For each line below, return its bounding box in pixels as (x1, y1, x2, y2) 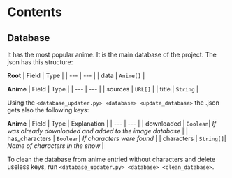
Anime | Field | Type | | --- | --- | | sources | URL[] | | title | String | (7, 85, 199, 93)
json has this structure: (7, 58, 73, 66)
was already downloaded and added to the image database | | (7, 127, 189, 135)
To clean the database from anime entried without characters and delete (7, 155, 216, 163)
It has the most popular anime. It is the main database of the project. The (7, 50, 217, 59)
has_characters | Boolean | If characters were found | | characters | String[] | (7, 134, 227, 142)
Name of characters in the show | (7, 142, 104, 150)
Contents (7, 4, 63, 20)
